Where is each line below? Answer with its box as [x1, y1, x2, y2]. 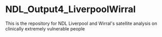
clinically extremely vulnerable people [5, 25, 85, 31]
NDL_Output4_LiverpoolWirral [5, 4, 136, 15]
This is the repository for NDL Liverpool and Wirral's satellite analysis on [5, 20, 157, 26]
